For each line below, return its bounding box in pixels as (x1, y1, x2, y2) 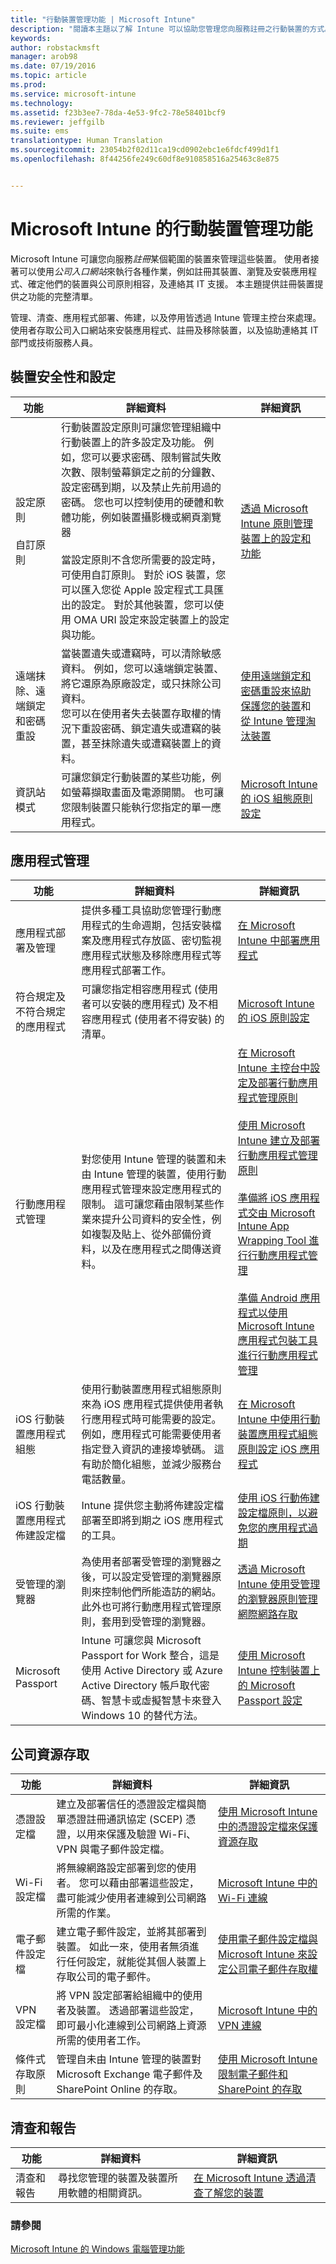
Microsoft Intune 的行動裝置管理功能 (10, 217, 313, 240)
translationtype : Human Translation (10, 136, 163, 146)
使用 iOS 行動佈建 (237, 1491, 320, 1505)
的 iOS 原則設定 (237, 1011, 310, 1025)
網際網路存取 (237, 1607, 298, 1621)
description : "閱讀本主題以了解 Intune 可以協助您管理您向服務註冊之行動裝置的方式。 (10, 24, 333, 34)
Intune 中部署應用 (237, 934, 321, 948)
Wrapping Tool (237, 1234, 307, 1248)
